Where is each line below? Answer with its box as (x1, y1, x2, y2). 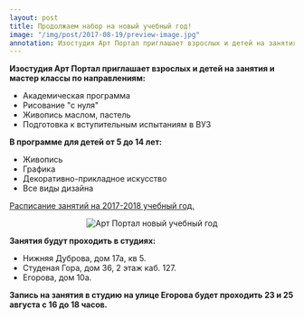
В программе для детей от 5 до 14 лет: (9, 136, 163, 147)
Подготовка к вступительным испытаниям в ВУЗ (22, 119, 212, 130)
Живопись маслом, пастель (22, 109, 131, 120)
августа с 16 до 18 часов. (9, 299, 109, 310)
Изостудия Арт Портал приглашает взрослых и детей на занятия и (9, 63, 275, 74)
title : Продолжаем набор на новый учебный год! (9, 22, 193, 31)
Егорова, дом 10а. (22, 272, 92, 283)
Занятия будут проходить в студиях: (9, 236, 157, 247)
